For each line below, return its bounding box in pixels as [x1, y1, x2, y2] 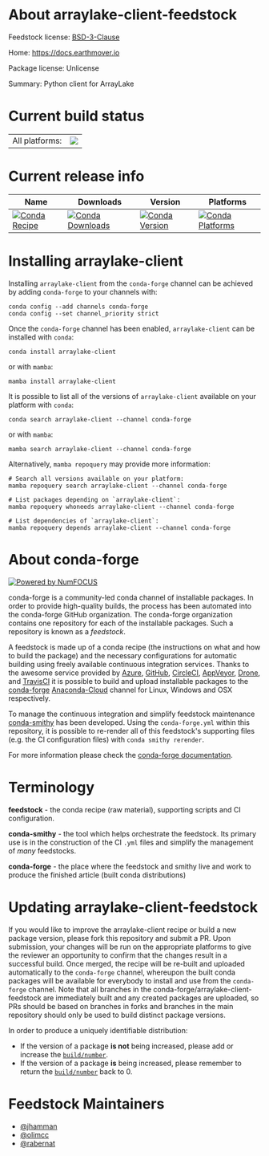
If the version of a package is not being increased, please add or [19, 1041, 234, 1051]
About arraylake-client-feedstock [8, 6, 238, 24]
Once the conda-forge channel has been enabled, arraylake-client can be [8, 324, 255, 333]
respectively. [8, 693, 50, 703]
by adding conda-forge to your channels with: [8, 287, 158, 296]
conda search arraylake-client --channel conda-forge [8, 415, 192, 423]
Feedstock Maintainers [8, 1094, 165, 1113]
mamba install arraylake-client [8, 377, 116, 385]
